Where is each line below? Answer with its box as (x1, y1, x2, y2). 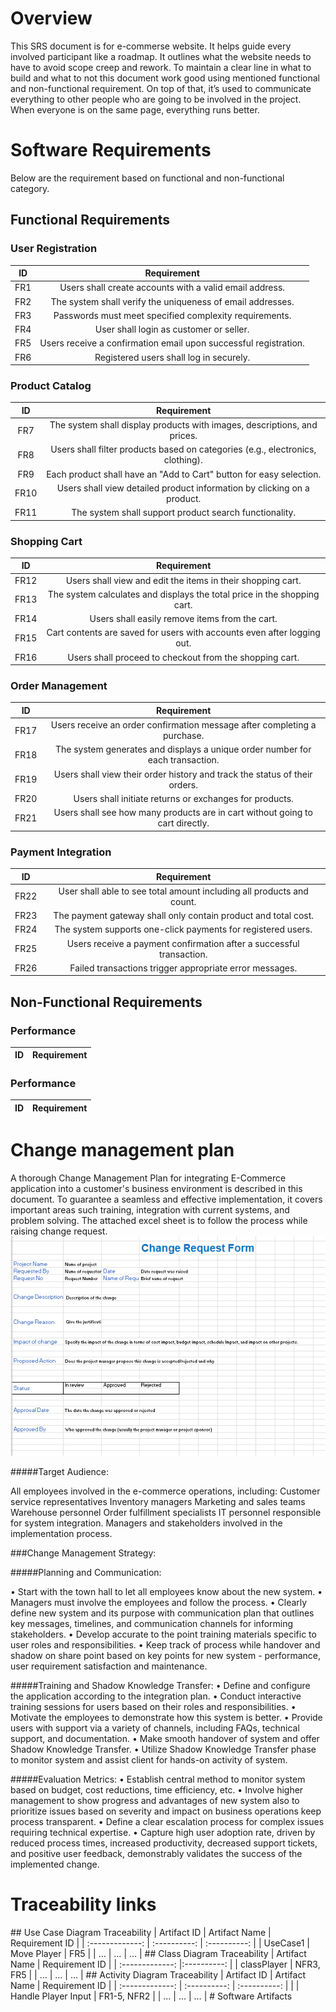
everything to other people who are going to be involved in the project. (10, 93, 302, 105)
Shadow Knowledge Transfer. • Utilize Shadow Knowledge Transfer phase (10, 1743, 317, 1756)
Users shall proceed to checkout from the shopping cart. (67, 651, 300, 663)
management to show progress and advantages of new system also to (10, 1795, 300, 1807)
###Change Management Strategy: (10, 1547, 157, 1559)
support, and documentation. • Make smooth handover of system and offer (10, 1733, 320, 1745)
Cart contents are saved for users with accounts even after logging (46, 627, 321, 639)
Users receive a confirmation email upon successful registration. (39, 337, 305, 349)
